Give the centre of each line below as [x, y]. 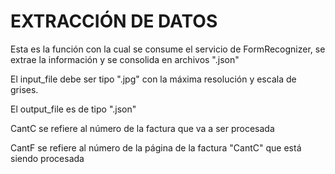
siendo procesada [47, 158]
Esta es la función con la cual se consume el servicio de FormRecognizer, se [168, 49]
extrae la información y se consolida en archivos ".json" [125, 59]
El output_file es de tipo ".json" [73, 109]
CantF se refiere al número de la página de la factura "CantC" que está [156, 147]
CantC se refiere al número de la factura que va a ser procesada [142, 128]
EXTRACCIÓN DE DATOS [114, 21]
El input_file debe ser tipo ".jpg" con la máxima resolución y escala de [153, 79]
